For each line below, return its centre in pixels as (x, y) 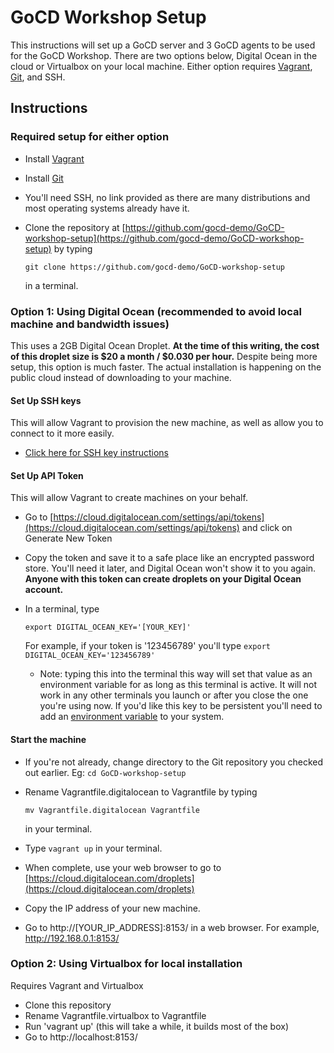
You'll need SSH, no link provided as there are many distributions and (167, 197)
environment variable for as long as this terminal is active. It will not (178, 685)
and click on (267, 528)
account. (44, 590)
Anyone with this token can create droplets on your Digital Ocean (163, 579)
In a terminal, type (62, 609)
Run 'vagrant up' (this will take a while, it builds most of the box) (156, 1026)
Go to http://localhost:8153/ (81, 1037)
